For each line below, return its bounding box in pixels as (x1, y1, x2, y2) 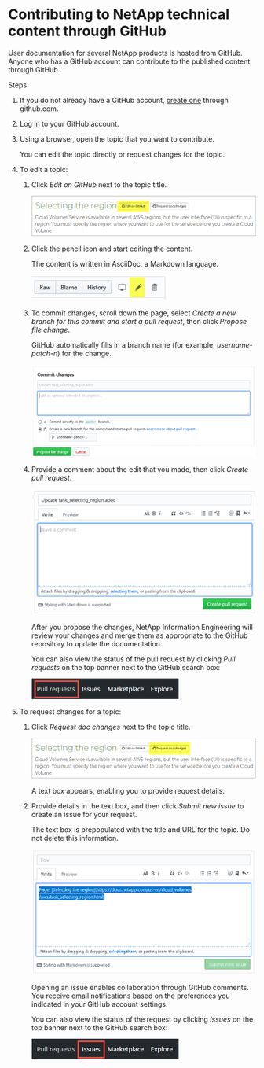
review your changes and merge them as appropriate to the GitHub (31, 631, 248, 640)
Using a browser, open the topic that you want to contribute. (19, 134, 214, 143)
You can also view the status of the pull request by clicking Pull (31, 654, 236, 664)
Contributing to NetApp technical (8, 6, 230, 24)
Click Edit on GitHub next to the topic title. (31, 179, 167, 190)
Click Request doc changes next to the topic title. (31, 722, 191, 731)
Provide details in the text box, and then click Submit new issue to (31, 801, 244, 811)
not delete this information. (31, 834, 119, 843)
